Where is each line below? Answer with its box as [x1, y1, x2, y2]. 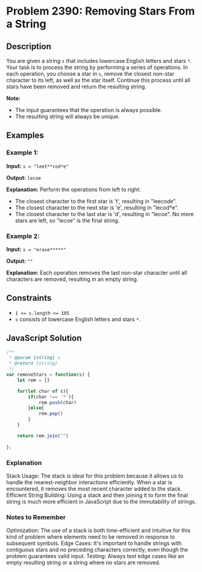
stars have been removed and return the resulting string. [6, 83, 147, 90]
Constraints [6, 293, 52, 303]
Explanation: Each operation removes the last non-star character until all [6, 269, 188, 276]
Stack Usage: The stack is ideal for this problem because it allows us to [6, 472, 184, 479]
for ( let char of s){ [17, 388, 69, 394]
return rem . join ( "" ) [17, 433, 69, 439]
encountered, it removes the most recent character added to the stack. [6, 485, 183, 492]
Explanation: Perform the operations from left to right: [6, 186, 141, 193]
